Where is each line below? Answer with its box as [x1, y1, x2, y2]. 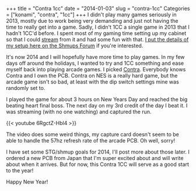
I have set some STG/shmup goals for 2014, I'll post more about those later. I [6, 148, 190, 155]
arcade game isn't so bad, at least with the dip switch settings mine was [6, 78, 179, 85]
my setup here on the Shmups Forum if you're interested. [6, 42, 143, 49]
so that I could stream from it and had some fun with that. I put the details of [6, 36, 189, 43]
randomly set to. [6, 85, 45, 91]
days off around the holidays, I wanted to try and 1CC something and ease [6, 60, 184, 67]
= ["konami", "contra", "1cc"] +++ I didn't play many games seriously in [6, 11, 177, 18]
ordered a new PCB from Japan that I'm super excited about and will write [6, 155, 184, 161]
